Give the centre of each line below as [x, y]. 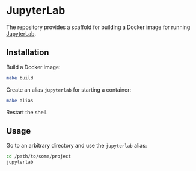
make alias [20, 101]
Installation [28, 53]
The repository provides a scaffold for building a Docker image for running [98, 27]
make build [20, 78]
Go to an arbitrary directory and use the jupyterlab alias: [77, 146]
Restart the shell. [27, 112]
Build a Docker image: [34, 67]
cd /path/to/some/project [38, 157]
